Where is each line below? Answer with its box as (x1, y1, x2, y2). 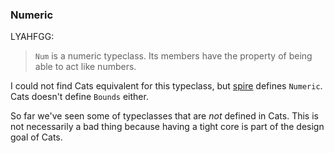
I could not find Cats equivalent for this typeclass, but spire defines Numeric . (10, 80, 323, 92)
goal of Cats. (10, 131, 63, 143)
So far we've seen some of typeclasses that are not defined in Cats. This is (10, 110, 319, 122)
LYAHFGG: (10, 31, 55, 43)
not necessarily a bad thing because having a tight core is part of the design (10, 121, 325, 133)
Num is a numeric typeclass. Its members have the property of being (34, 50, 313, 62)
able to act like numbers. (34, 61, 137, 73)
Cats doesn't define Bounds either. (10, 91, 149, 103)
